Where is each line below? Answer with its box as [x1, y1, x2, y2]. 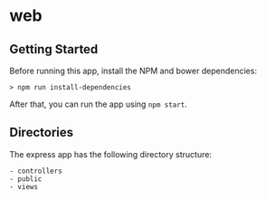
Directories [9, 125, 74, 140]
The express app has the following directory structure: [9, 148, 213, 159]
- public [9, 174, 43, 184]
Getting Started [9, 42, 99, 57]
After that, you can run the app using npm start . [9, 99, 187, 109]
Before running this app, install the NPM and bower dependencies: [9, 65, 258, 76]
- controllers [9, 166, 63, 175]
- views [9, 182, 39, 191]
